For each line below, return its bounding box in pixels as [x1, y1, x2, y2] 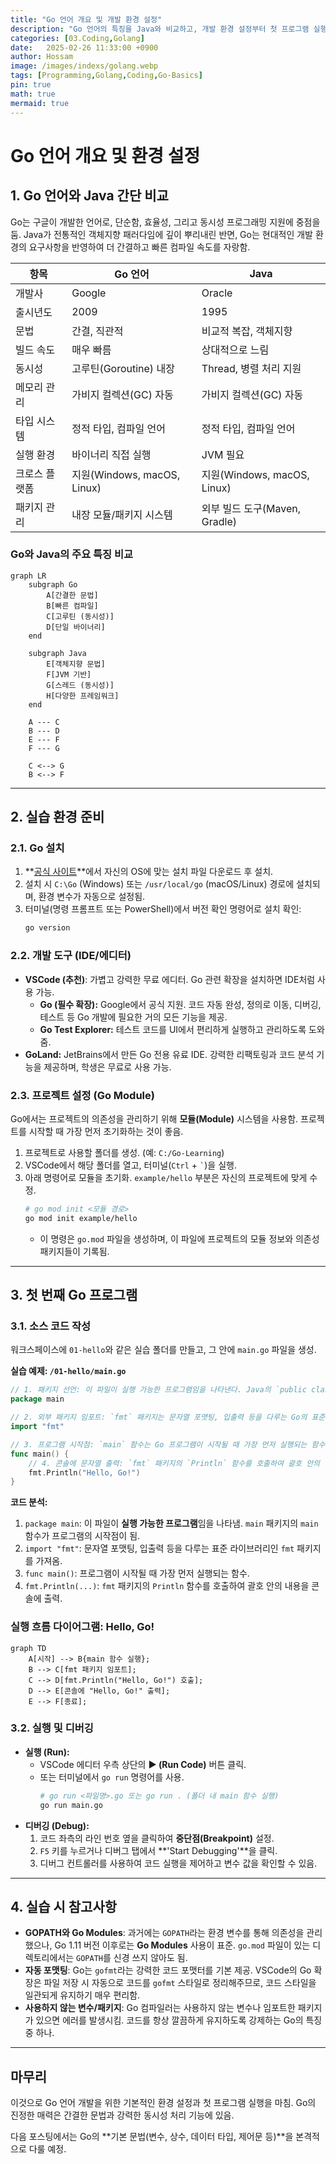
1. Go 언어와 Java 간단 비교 [10, 187, 169, 205]
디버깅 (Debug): [24, 1819, 90, 1831]
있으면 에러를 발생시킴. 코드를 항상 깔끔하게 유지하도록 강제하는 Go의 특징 [35, 2014, 323, 2026]
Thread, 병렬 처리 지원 [201, 361, 302, 375]
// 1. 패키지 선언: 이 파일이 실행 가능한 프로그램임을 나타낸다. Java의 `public [10, 1385, 307, 1395]
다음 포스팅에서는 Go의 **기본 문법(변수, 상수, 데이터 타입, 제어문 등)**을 [10, 2131, 294, 2143]
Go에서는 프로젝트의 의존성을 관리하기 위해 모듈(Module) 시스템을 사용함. [10, 1112, 299, 1125]
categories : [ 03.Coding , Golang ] [10, 33, 145, 43]
